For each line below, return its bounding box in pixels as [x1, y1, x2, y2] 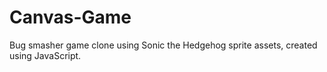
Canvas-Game [9, 6, 132, 29]
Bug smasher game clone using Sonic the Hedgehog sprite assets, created [9, 39, 318, 51]
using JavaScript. [9, 49, 82, 61]
